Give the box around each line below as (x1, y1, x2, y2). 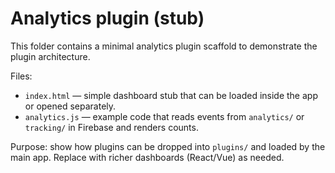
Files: (10, 70, 33, 82)
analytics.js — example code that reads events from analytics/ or (24, 110, 305, 122)
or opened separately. (24, 100, 117, 112)
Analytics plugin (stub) (10, 7, 205, 30)
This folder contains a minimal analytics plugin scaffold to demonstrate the (10, 40, 318, 52)
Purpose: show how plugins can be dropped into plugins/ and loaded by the (10, 140, 326, 152)
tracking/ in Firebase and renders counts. (24, 121, 199, 133)
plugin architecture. (10, 50, 91, 62)
